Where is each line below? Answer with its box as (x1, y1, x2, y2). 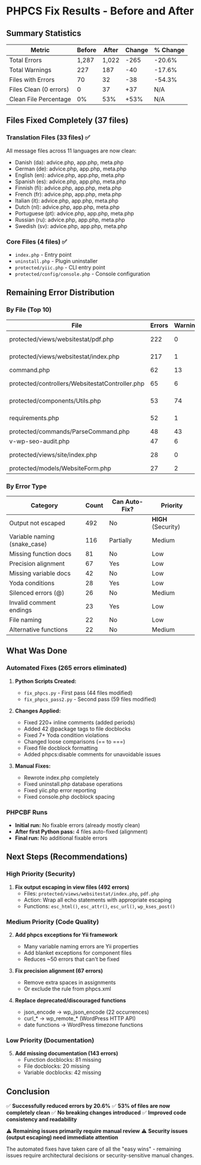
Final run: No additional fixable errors (14, 834, 108, 841)
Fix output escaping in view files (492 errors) (14, 884, 130, 891)
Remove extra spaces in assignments (23, 978, 116, 986)
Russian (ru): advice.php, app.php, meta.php (14, 216, 126, 223)
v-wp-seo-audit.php (9, 437, 70, 445)
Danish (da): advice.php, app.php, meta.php (14, 158, 124, 166)
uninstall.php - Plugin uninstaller (14, 257, 98, 265)
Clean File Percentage (9, 95, 72, 103)
